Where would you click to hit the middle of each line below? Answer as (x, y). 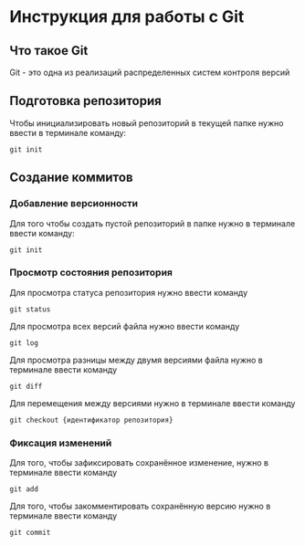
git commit (30, 533)
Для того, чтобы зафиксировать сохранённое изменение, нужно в (139, 463)
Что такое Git (49, 51)
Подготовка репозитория (85, 101)
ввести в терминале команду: (68, 132)
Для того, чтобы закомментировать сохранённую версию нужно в (140, 506)
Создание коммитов (71, 178)
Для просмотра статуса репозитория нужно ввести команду (129, 292)
